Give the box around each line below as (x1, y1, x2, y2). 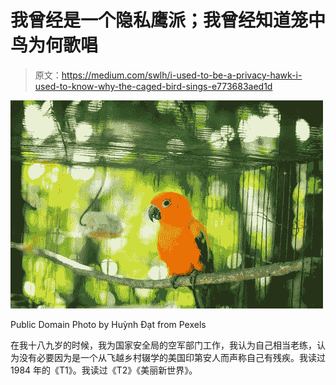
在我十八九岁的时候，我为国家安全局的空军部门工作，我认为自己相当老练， (10, 339, 317, 351)
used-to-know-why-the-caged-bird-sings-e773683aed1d (34, 80, 273, 92)
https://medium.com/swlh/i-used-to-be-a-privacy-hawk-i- (61, 69, 303, 81)
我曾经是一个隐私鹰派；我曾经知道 (10, 9, 292, 32)
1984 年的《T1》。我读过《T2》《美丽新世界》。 (10, 364, 198, 376)
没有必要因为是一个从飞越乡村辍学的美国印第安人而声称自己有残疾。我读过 (18, 351, 326, 363)
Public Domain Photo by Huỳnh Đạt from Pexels (10, 318, 207, 330)
